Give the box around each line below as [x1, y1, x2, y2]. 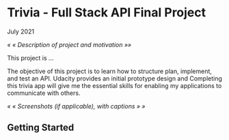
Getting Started [7, 122, 75, 134]
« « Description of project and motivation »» [7, 40, 132, 48]
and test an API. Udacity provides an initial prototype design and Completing [7, 74, 222, 83]
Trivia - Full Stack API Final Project [7, 5, 206, 20]
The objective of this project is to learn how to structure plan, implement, [7, 67, 212, 75]
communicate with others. [7, 89, 81, 97]
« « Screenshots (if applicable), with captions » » [7, 102, 146, 110]
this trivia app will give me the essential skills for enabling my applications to [7, 81, 222, 89]
